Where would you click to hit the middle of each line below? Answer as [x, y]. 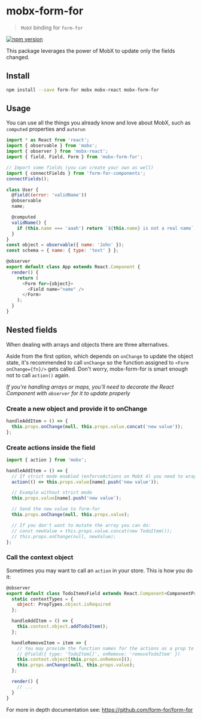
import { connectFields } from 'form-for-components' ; [76, 173]
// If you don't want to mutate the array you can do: [81, 525]
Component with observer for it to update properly [68, 393]
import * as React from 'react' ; [48, 140]
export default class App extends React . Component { [73, 267]
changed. [18, 57]
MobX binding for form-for [52, 28]
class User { [22, 190]
